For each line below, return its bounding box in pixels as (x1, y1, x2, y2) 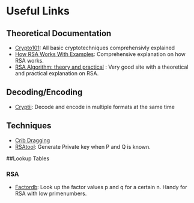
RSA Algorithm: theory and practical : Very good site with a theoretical (14, 63, 189, 70)
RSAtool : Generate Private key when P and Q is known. (14, 143, 151, 150)
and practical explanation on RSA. (14, 70, 99, 77)
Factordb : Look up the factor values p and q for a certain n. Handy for (14, 183, 187, 190)
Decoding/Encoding (6, 87, 83, 98)
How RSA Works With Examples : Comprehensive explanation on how (14, 51, 186, 58)
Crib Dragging (14, 137, 50, 144)
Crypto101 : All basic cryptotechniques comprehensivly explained (14, 44, 175, 51)
